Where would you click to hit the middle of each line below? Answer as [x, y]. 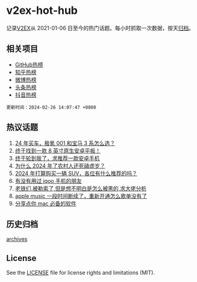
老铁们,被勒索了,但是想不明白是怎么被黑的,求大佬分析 [80, 188]
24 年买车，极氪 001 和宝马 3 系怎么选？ [65, 143]
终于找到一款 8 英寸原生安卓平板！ [58, 150]
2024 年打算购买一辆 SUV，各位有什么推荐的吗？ [76, 173]
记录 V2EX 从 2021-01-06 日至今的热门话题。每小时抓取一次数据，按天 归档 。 [100, 28]
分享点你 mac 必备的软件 [45, 203]
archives [17, 239]
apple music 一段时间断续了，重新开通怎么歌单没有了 [81, 196]
